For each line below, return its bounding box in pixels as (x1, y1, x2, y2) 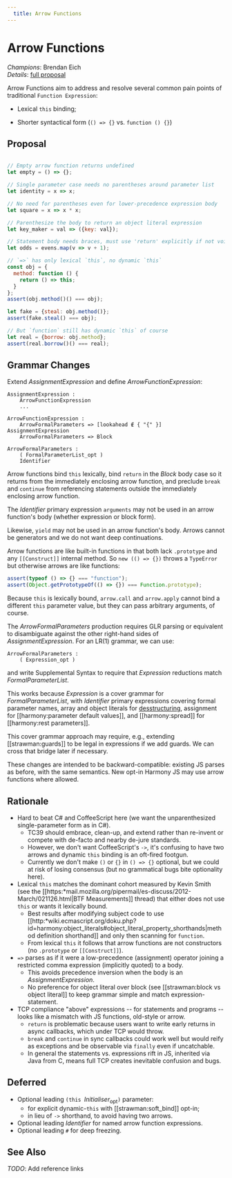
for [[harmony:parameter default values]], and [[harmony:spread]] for (7, 712, 205, 720)
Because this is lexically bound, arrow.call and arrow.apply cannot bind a (7, 594, 220, 603)
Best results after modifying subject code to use (27, 909, 164, 917)
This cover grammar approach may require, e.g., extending (7, 732, 175, 741)
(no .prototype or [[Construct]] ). (27, 947, 124, 954)
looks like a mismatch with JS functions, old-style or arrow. (17, 1012, 186, 1021)
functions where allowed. (7, 775, 79, 784)
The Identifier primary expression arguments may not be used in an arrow (7, 505, 214, 513)
